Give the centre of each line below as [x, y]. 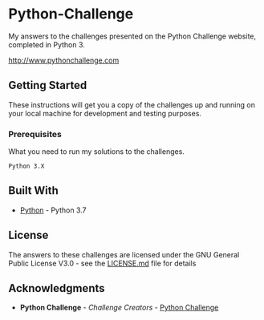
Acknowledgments [57, 288]
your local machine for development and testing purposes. [105, 113]
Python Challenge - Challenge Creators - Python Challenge [119, 308]
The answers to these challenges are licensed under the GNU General [124, 254]
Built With [33, 190]
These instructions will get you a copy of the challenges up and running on [132, 104]
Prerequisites [35, 134]
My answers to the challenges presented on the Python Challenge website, [132, 36]
